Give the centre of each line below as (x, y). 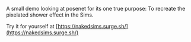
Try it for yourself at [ (32, 26)
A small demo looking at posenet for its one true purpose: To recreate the (96, 9)
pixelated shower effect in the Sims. (50, 15)
